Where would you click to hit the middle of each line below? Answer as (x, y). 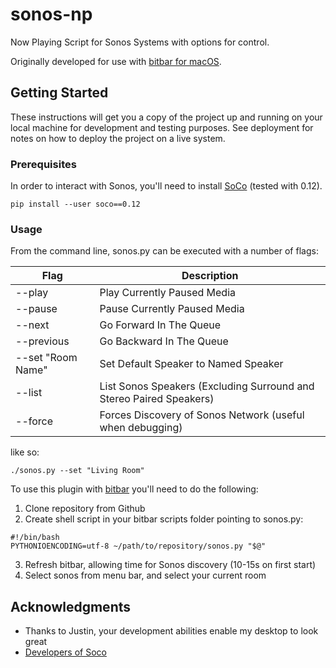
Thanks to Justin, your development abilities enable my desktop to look (171, 631)
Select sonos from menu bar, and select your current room (145, 575)
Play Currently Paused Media (168, 293)
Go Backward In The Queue (164, 341)
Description (210, 276)
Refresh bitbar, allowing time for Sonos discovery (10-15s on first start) (170, 565)
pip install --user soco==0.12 (75, 204)
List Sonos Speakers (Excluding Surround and (207, 386)
